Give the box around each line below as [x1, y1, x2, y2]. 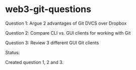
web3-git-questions [5, 4, 92, 15]
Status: [5, 49, 20, 55]
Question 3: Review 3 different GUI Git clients [5, 39, 99, 46]
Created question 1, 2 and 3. [5, 59, 64, 65]
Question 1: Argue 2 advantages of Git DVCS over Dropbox [5, 20, 127, 26]
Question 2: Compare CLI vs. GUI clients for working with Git [5, 30, 131, 36]
